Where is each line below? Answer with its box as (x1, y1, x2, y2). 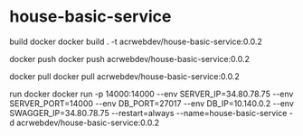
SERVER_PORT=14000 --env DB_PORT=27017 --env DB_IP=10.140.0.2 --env (9, 97, 294, 109)
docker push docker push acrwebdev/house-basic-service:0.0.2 (9, 53, 251, 64)
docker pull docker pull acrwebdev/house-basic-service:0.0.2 (9, 70, 240, 82)
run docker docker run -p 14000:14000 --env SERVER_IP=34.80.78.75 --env (9, 88, 294, 99)
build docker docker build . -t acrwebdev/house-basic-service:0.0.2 (9, 36, 262, 47)
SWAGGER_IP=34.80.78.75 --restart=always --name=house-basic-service (9, 107, 288, 118)
